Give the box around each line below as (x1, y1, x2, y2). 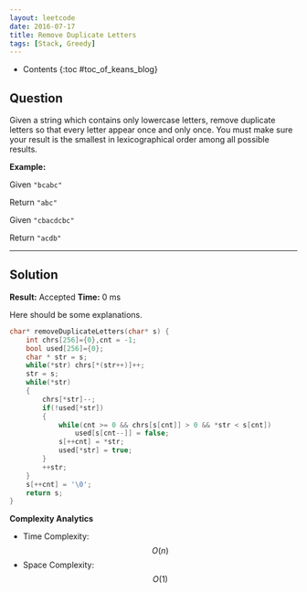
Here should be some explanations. (9, 309, 143, 320)
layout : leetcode (9, 13, 76, 23)
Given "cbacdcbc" (9, 215, 75, 226)
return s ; (26, 488, 64, 498)
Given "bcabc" (9, 179, 62, 190)
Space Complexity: (22, 559, 94, 571)
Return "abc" (9, 197, 58, 208)
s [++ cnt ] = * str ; (58, 438, 125, 447)
